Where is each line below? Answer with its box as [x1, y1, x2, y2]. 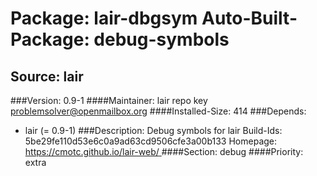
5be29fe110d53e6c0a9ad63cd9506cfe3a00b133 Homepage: [24, 135, 278, 147]
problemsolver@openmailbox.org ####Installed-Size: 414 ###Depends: [10, 105, 307, 117]
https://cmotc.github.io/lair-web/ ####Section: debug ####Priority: [24, 146, 304, 157]
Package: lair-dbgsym [10, 7, 198, 30]
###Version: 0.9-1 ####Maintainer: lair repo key [10, 95, 208, 106]
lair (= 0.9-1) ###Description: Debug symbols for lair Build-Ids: [24, 125, 283, 136]
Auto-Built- [201, 7, 298, 30]
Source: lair [10, 68, 84, 85]
